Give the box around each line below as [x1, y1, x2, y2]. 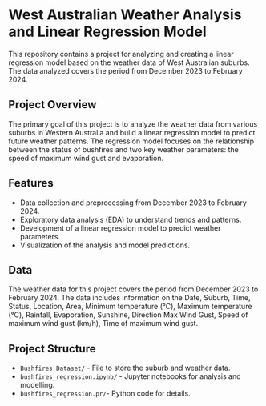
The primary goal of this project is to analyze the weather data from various [8, 119, 258, 129]
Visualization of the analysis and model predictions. [19, 240, 191, 250]
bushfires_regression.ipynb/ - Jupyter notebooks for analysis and [19, 372, 242, 381]
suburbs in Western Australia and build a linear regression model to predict [8, 127, 256, 137]
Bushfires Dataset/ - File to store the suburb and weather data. [19, 363, 231, 373]
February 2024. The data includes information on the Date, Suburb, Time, [8, 293, 251, 303]
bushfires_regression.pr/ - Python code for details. [19, 388, 191, 398]
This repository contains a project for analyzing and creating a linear [8, 49, 234, 58]
